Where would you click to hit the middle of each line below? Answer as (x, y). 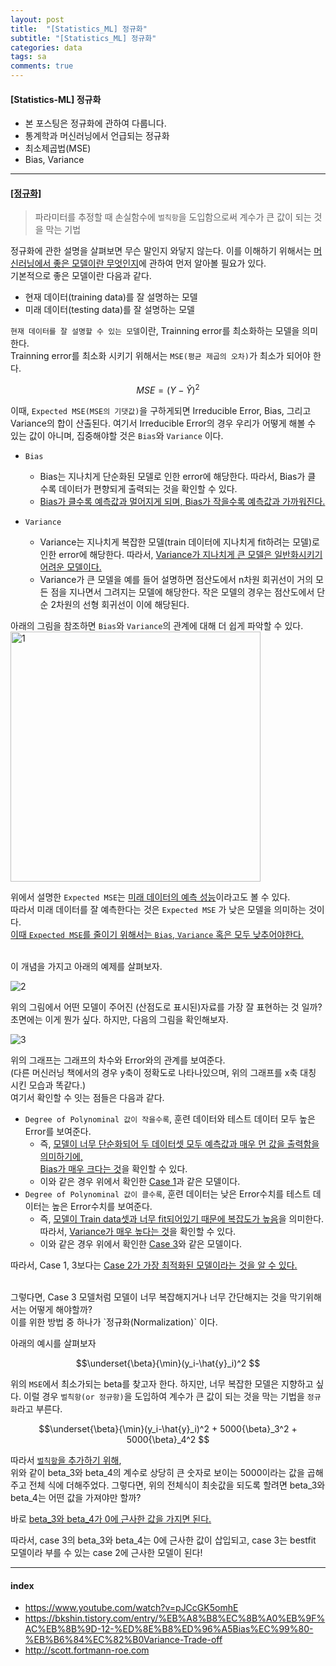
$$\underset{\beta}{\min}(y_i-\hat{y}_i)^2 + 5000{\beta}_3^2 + (168, 1429)
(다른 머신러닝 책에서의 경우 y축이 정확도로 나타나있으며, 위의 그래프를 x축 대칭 (163, 1073)
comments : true (42, 66)
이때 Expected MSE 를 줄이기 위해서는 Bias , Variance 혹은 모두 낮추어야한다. (157, 935)
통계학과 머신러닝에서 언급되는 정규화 (97, 136)
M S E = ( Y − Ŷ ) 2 (168, 389)
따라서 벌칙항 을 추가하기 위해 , (66, 1460)
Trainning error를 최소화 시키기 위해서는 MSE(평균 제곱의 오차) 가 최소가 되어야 (161, 356)
